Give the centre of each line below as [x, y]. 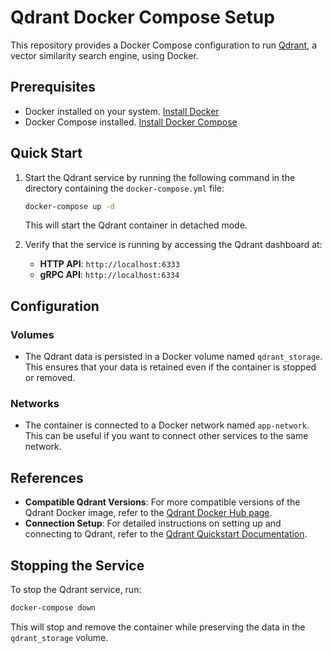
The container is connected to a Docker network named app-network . [167, 425]
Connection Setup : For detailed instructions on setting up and [153, 523]
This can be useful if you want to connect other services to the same [166, 436]
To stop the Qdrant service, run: [76, 590]
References [47, 477]
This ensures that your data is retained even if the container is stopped [170, 367]
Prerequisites [53, 87]
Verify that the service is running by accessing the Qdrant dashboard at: [173, 245]
